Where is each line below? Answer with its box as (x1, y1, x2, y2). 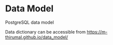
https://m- (87, 29, 108, 35)
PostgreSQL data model (5, 19, 54, 25)
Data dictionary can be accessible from (5, 29, 86, 35)
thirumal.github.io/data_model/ (5, 34, 68, 40)
